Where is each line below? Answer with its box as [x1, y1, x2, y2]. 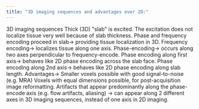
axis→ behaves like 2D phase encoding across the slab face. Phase [6, 57, 173, 64]
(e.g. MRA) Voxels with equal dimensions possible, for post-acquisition [6, 76, 181, 84]
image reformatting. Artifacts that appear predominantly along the [6, 83, 169, 90]
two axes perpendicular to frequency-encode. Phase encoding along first [6, 51, 188, 58]
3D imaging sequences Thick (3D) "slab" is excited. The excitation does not [6, 25, 193, 33]
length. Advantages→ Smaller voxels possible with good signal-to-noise [6, 70, 184, 77]
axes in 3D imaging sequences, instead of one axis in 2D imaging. [6, 96, 169, 103]
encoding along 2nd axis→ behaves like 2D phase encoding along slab [6, 64, 181, 71]
